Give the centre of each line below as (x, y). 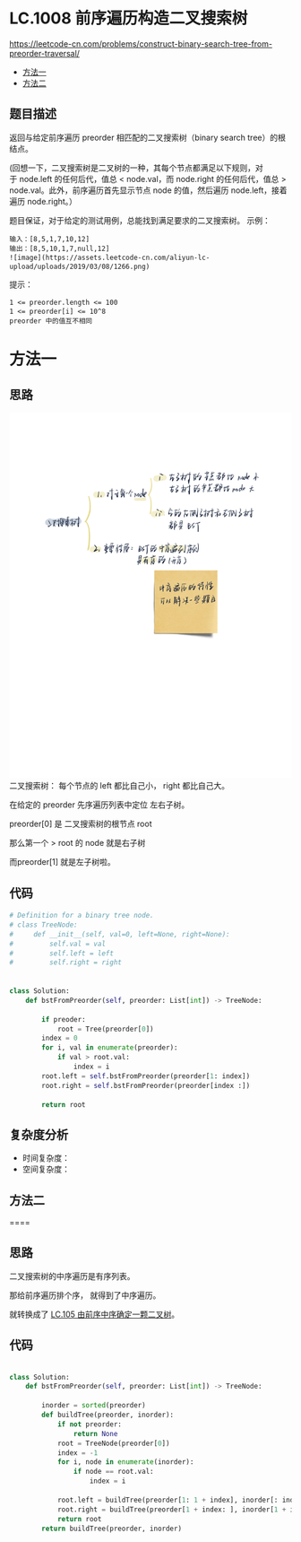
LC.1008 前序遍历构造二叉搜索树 (129, 18)
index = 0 (60, 1038)
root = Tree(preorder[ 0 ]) (105, 1029)
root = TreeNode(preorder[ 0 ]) (113, 1443)
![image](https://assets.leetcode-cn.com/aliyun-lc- (110, 257)
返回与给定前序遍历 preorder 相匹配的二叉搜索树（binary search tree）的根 (148, 137)
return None (95, 1433)
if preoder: (64, 1019)
